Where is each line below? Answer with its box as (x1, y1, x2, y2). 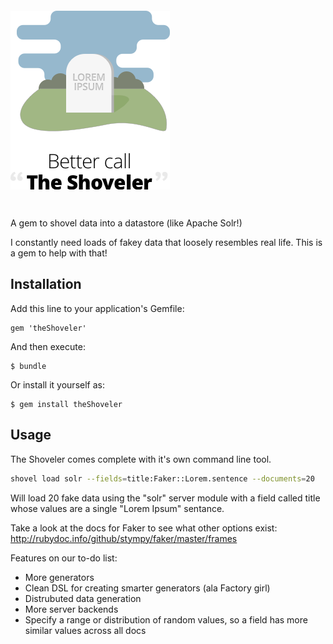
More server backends (24, 603, 119, 615)
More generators (24, 571, 95, 583)
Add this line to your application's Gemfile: (10, 302, 185, 314)
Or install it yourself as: (10, 378, 105, 391)
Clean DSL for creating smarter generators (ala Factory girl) (24, 582, 271, 594)
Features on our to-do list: (10, 552, 118, 564)
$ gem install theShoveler (10, 399, 123, 409)
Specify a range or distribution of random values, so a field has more (24, 613, 308, 626)
